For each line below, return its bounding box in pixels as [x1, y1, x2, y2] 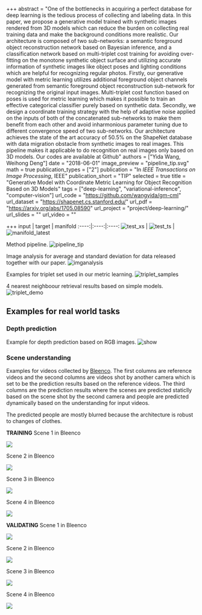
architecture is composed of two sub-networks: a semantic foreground [6, 38, 183, 44]
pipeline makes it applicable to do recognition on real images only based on [6, 146, 194, 154]
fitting [6, 57, 21, 64]
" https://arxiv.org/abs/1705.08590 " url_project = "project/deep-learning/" [6, 205, 189, 211]
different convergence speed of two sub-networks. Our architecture [6, 127, 175, 134]
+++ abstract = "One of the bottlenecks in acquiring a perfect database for [6, 5, 192, 12]
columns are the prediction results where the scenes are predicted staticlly [6, 386, 192, 393]
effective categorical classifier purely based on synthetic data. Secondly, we [6, 102, 196, 108]
